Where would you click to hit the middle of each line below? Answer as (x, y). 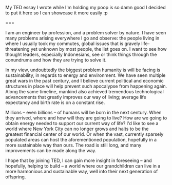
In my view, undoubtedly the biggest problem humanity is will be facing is (83, 70)
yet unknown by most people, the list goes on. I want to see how (99, 49)
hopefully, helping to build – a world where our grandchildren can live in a (83, 166)
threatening (17, 49)
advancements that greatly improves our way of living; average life (76, 97)
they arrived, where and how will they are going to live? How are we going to (86, 118)
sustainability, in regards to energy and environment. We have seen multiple (85, 75)
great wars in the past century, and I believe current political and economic (85, 81)
